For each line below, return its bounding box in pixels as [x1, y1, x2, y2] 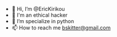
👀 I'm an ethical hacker [11, 12, 68, 18]
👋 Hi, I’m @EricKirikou [11, 6, 65, 12]
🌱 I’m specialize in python [11, 18, 74, 24]
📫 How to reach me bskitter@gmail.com [11, 24, 111, 31]
